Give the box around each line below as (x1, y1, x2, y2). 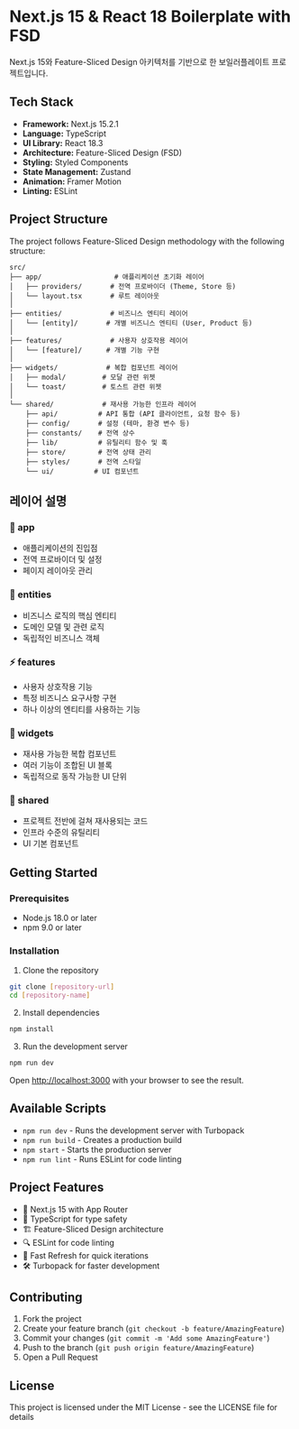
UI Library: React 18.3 (22, 137, 104, 148)
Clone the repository (22, 965, 99, 976)
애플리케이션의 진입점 (22, 543, 98, 554)
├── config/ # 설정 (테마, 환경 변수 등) (25, 419, 191, 428)
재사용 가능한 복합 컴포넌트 (22, 749, 117, 760)
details (9, 1412, 34, 1423)
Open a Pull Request (22, 1351, 99, 1363)
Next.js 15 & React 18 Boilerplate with (9, 6, 291, 27)
